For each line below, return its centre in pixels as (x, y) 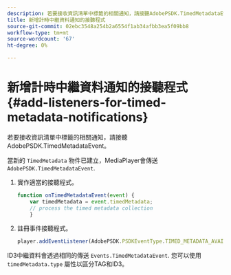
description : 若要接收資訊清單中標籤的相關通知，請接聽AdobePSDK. (94, 13)
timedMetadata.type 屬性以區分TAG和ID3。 (68, 264)
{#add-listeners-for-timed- (87, 103)
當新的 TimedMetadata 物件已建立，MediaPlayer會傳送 (82, 160)
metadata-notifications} (78, 117)
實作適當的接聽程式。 (47, 182)
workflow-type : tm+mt (38, 33)
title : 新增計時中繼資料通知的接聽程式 (56, 20)
